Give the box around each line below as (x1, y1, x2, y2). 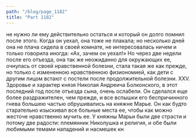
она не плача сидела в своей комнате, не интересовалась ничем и (6, 43, 177, 51)
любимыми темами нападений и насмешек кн (6, 126, 124, 133)
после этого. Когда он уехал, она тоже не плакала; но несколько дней (6, 37, 185, 44)
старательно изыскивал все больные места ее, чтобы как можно (6, 106, 172, 114)
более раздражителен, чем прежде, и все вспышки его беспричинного (6, 93, 188, 101)
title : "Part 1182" (6, 14, 55, 20)
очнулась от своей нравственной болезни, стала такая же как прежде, (6, 62, 187, 69)
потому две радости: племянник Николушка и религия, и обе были (6, 119, 177, 126)
